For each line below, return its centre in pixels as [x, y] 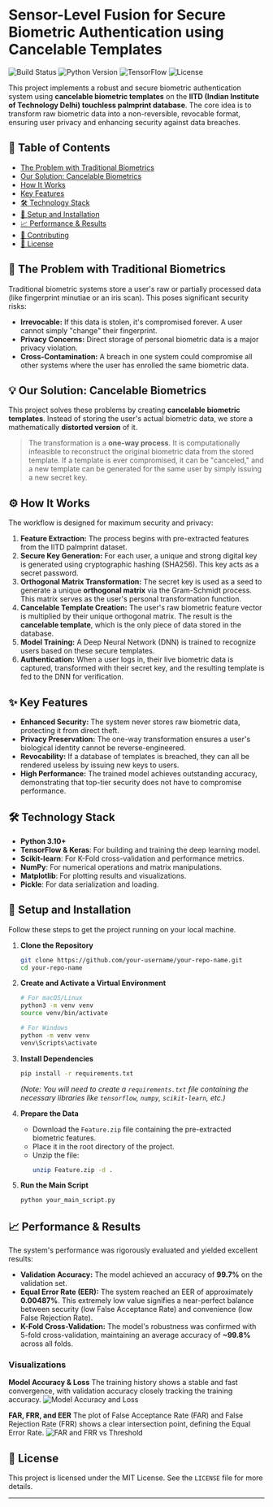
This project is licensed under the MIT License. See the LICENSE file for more [136, 1478]
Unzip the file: [56, 1155]
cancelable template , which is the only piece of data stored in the [131, 625]
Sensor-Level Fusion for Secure [117, 15]
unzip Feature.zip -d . [73, 1170]
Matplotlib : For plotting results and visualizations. [103, 875]
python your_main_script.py [67, 1201]
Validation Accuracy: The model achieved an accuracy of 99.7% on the [141, 1275]
